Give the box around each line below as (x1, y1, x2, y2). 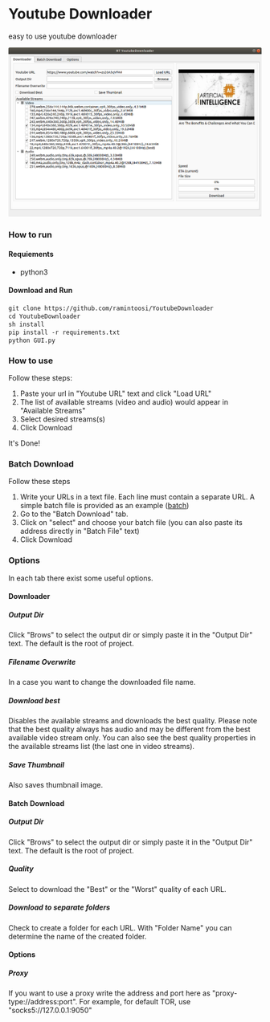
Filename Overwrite (8, 657, 76, 666)
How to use (8, 355, 54, 366)
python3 (19, 267, 48, 277)
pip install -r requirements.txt (8, 328, 121, 336)
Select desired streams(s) (19, 414, 106, 424)
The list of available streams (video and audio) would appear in (19, 397, 229, 407)
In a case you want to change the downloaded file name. (8, 678, 196, 687)
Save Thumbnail (8, 759, 65, 769)
